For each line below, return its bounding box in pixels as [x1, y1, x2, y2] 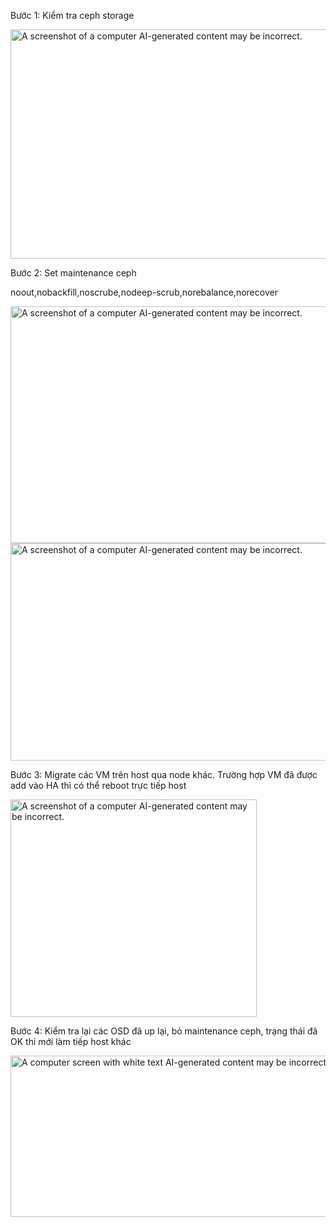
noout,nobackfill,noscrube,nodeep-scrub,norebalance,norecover [10, 286, 278, 299]
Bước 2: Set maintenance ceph [10, 267, 137, 279]
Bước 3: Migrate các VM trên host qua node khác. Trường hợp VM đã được [10, 768, 318, 780]
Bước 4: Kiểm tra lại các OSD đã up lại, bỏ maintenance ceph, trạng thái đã [10, 1025, 318, 1037]
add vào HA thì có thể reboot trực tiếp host [10, 779, 187, 791]
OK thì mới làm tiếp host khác [10, 1035, 132, 1047]
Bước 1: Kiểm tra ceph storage [10, 10, 135, 21]
